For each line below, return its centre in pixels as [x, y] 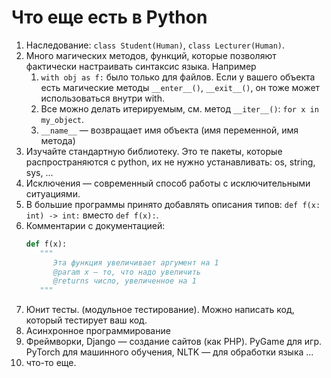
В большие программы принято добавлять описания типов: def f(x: [173, 204]
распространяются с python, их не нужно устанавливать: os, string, [170, 162]
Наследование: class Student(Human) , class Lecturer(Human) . [155, 45]
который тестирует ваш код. [86, 320]
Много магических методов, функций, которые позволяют [151, 55]
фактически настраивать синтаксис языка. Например [141, 66]
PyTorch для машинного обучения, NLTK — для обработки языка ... [169, 352]
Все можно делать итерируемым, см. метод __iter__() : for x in [179, 108]
